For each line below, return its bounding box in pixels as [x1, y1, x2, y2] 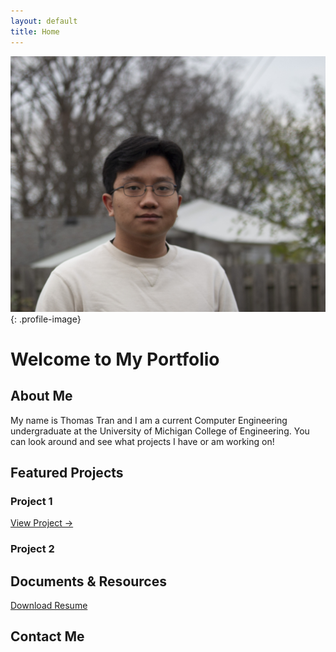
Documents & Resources [10, 573, 168, 590]
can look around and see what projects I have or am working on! [10, 435, 275, 447]
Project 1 [10, 494, 53, 508]
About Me [10, 388, 73, 405]
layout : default [10, 16, 78, 26]
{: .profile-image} [10, 313, 82, 325]
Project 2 [10, 542, 55, 556]
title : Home [10, 26, 60, 37]
